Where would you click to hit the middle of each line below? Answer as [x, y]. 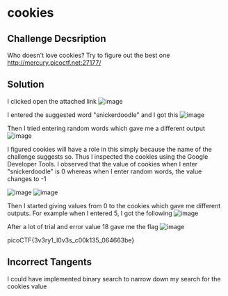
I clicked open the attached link [52, 101]
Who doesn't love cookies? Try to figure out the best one [89, 55]
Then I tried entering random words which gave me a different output [106, 128]
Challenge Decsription [57, 39]
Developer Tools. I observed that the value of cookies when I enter [103, 164]
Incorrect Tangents [50, 262]
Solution [26, 85]
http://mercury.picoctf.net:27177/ [55, 63]
